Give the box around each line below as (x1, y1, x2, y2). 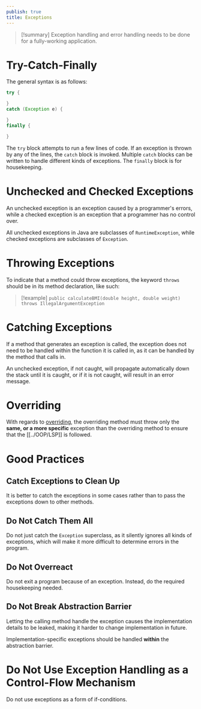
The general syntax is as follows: (6, 78, 88, 85)
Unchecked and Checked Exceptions (6, 184, 194, 198)
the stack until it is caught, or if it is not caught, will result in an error (6, 371, 174, 379)
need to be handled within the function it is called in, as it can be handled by (6, 347, 195, 354)
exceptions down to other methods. (6, 498, 94, 505)
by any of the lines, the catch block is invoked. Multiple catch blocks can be (6, 151, 193, 158)
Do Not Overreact (6, 562, 73, 572)
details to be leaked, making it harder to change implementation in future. (6, 624, 188, 631)
